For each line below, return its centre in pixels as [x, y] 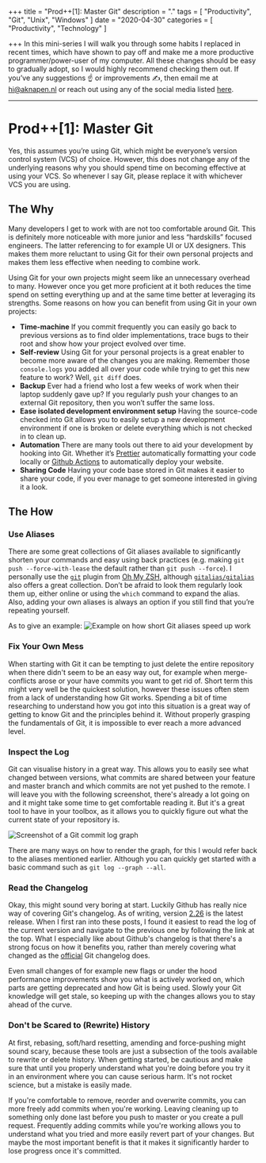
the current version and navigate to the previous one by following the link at [131, 931]
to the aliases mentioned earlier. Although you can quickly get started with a [132, 859]
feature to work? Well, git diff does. [81, 377]
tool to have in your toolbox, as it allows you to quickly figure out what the [128, 812]
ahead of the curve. [40, 1005]
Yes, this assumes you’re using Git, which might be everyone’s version [123, 151]
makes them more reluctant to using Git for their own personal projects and [131, 254]
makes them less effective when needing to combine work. [104, 262]
